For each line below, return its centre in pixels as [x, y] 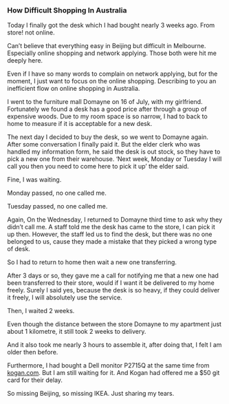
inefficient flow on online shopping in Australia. [74, 89]
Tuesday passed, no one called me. [57, 206]
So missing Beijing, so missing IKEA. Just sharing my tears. [91, 394]
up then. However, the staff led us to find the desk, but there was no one [110, 234]
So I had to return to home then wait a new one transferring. [92, 262]
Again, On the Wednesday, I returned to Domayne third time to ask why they [115, 220]
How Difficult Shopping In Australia [67, 10]
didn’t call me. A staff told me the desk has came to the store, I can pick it [111, 227]
